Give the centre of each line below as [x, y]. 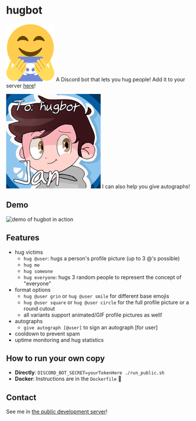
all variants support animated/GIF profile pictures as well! [93, 315]
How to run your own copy [55, 358]
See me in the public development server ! [57, 412]
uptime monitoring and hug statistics [59, 340]
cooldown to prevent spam [47, 334]
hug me [32, 265]
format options [33, 289]
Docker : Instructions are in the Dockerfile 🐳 [68, 379]
